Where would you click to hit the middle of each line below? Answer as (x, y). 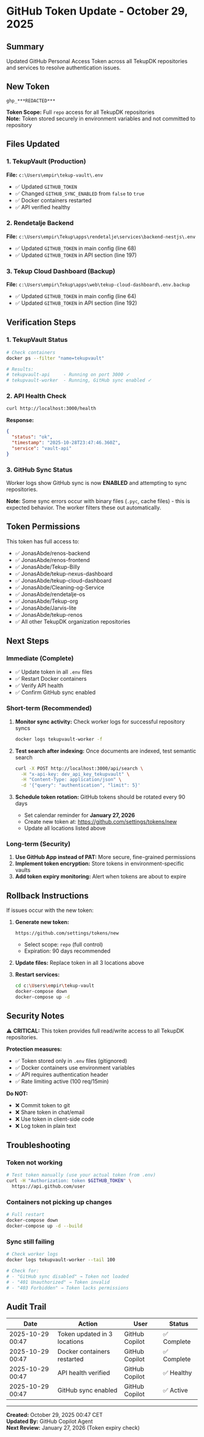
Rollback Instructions (48, 896)
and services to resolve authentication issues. (64, 68)
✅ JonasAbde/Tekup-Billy (47, 566)
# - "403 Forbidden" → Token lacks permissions (68, 1288)
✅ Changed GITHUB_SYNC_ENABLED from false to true (80, 193)
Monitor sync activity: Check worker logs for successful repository (100, 722)
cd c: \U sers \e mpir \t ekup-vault (55, 986)
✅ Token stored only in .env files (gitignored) (71, 1060)
